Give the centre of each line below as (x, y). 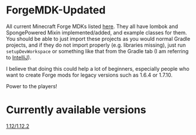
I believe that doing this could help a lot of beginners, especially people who (98, 68)
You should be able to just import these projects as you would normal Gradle (98, 39)
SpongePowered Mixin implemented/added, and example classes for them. (97, 32)
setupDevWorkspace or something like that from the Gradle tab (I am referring (97, 51)
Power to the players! (32, 86)
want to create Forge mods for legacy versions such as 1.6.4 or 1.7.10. (89, 75)
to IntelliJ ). (19, 57)
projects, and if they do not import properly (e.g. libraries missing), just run (96, 45)
